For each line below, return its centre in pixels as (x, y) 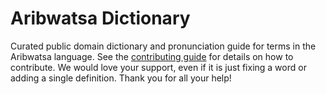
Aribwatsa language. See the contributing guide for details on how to (152, 56)
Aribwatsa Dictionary (100, 18)
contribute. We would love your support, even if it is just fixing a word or (158, 67)
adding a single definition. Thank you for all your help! (121, 78)
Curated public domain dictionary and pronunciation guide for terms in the (163, 46)
